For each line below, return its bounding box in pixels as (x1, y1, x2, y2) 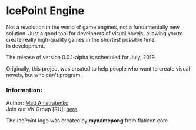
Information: (6, 86, 43, 94)
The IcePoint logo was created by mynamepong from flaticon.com (6, 117, 168, 124)
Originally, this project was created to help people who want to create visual (6, 65, 190, 72)
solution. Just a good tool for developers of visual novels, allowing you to (6, 29, 184, 36)
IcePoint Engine (6, 4, 84, 18)
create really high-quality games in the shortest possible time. (6, 36, 157, 43)
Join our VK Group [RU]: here (6, 106, 78, 113)
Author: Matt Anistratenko (6, 99, 69, 106)
